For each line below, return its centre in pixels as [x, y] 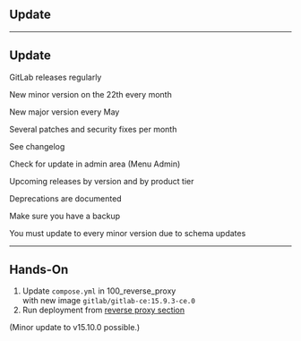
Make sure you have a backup [65, 216]
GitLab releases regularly [56, 77]
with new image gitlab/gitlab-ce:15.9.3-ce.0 [108, 301]
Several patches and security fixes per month [93, 129]
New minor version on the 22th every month [90, 94]
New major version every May [64, 112]
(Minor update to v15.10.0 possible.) [75, 328]
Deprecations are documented [66, 198]
